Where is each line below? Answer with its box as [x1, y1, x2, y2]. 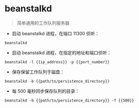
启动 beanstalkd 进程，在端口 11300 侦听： [11, 30, 100, 36]
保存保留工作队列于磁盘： [11, 69, 65, 75]
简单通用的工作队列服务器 [16, 20, 70, 26]
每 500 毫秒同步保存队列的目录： [11, 88, 80, 94]
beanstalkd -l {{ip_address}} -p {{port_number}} [4, 59, 110, 64]
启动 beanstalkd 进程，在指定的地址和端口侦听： [11, 50, 112, 55]
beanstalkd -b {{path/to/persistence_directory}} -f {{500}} [4, 98, 135, 103]
